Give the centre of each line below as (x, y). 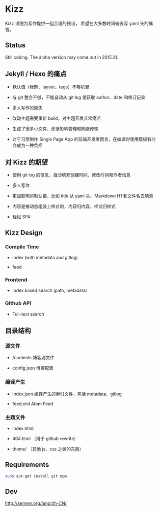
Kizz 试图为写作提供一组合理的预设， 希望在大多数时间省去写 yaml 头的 (77, 23)
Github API (18, 303)
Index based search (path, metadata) (50, 290)
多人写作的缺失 (27, 107)
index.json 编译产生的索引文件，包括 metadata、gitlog (67, 394)
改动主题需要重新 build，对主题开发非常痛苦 (56, 118)
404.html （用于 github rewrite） (45, 438)
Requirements (27, 465)
